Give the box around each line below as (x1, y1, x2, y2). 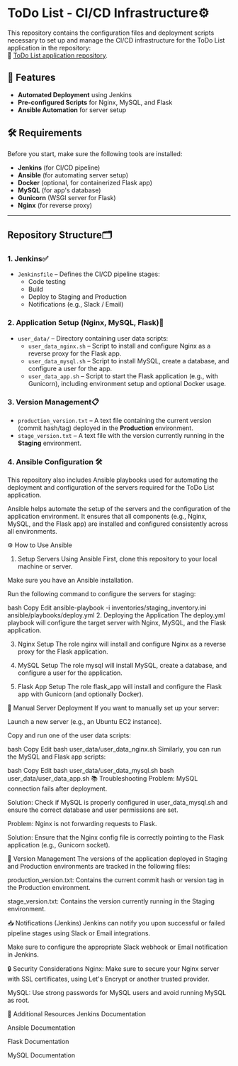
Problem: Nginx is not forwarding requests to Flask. (7, 820, 157, 828)
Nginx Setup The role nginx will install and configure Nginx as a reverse (17, 640, 227, 649)
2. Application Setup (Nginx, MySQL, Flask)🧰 (7, 318, 164, 328)
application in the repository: (7, 43, 91, 52)
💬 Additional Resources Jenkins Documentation (7, 1010, 147, 1018)
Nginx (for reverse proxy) (17, 201, 93, 209)
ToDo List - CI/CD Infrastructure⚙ (7, 5, 210, 21)
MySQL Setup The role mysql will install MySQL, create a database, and (17, 661, 227, 670)
